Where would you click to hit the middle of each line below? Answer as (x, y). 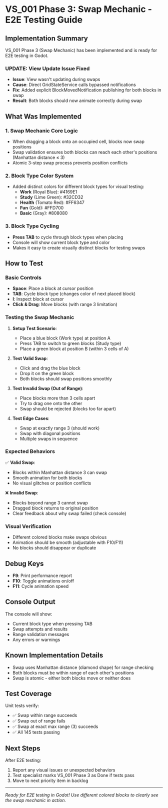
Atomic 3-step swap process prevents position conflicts (70, 162)
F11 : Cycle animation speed (40, 586)
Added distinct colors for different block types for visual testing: (78, 186)
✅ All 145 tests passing (36, 732)
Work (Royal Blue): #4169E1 (48, 192)
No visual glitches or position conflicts (52, 483)
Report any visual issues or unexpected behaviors (64, 770)
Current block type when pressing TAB (52, 623)
